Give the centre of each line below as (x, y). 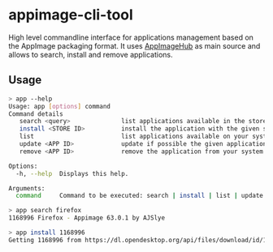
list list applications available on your (134, 137)
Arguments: (27, 188)
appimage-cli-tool (71, 15)
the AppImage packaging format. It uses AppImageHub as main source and (134, 45)
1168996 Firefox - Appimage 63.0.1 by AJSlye (87, 218)
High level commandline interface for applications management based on (131, 37)
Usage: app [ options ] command (60, 106)
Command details (36, 114)
